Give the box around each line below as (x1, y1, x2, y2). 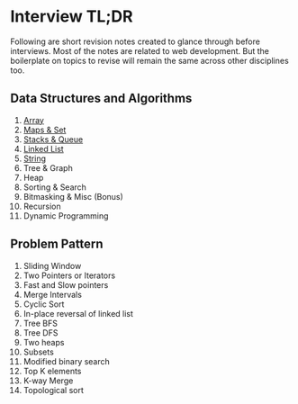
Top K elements (23, 365, 82, 376)
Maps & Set (23, 124, 67, 135)
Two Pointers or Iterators (23, 270, 116, 281)
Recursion (23, 201, 61, 211)
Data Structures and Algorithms (10, 91, 193, 106)
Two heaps (23, 337, 65, 347)
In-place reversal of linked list (23, 308, 134, 319)
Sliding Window (23, 260, 82, 271)
